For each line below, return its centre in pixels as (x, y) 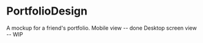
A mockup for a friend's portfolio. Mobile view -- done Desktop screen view (102, 28)
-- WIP (15, 34)
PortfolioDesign (47, 11)
